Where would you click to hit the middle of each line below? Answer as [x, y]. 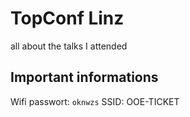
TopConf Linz [67, 18]
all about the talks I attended [69, 46]
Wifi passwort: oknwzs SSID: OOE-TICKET [95, 101]
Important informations [84, 77]
